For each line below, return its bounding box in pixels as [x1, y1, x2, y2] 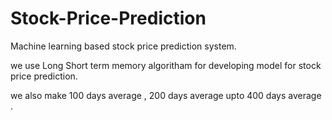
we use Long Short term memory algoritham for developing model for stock [10, 59, 322, 71]
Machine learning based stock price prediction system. [10, 40, 237, 52]
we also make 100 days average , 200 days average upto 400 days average [10, 89, 322, 101]
